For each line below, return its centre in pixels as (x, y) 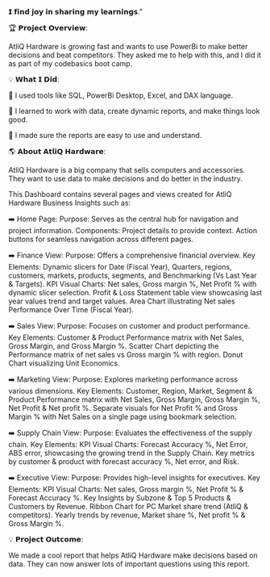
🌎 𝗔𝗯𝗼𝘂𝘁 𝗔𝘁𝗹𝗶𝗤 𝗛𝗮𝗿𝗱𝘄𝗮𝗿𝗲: (57, 151)
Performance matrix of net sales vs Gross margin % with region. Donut (126, 355)
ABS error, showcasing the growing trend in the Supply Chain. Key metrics (132, 453)
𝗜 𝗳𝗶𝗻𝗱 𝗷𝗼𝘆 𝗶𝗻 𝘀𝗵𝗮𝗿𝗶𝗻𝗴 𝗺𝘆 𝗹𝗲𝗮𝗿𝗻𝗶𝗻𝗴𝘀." (76, 12)
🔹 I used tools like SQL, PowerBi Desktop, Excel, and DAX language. (121, 95)
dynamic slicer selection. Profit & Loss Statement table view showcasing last (135, 293)
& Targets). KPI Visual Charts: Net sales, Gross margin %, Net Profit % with (133, 284)
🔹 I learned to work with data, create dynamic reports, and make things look (134, 111)
